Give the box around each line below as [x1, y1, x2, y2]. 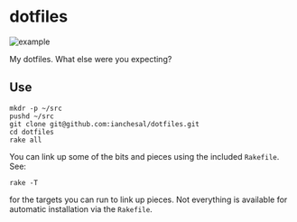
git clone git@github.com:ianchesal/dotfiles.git [9, 119, 200, 128]
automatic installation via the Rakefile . [9, 203, 153, 214]
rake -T [9, 178, 39, 187]
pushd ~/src [9, 111, 54, 121]
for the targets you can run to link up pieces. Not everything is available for [9, 194, 288, 205]
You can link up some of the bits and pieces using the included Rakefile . [9, 151, 280, 162]
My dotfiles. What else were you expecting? [9, 53, 172, 64]
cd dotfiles [9, 127, 54, 136]
